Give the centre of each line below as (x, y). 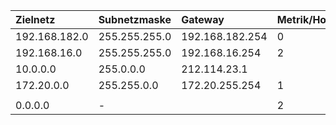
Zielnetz (35, 19)
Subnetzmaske (135, 19)
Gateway (203, 19)
